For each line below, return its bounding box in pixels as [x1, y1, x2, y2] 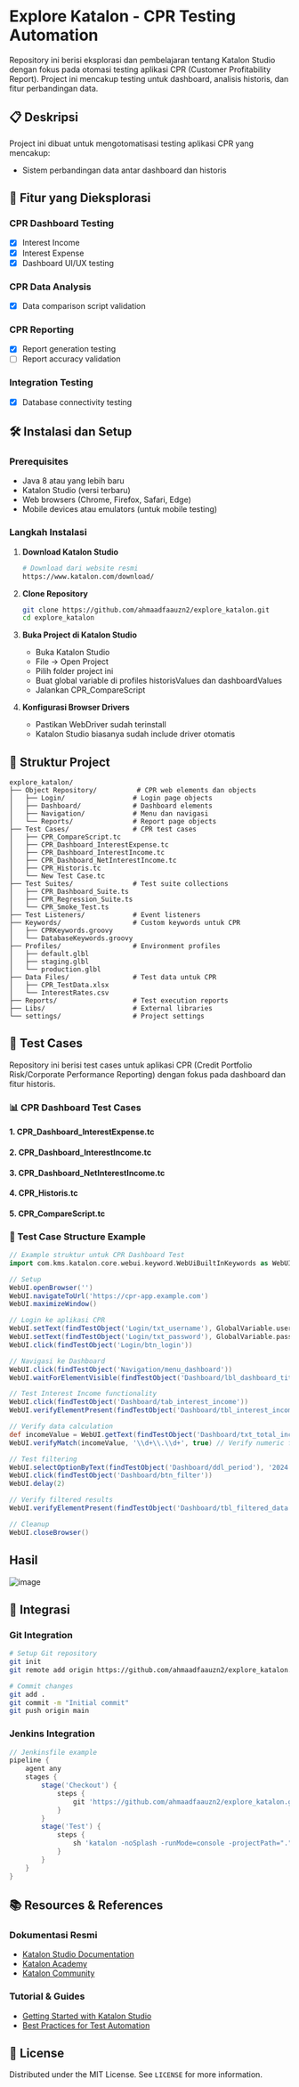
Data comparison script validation [21, 300, 146, 311]
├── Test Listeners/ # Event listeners [9, 911, 201, 920]
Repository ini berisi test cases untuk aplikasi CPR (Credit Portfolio [9, 1060, 253, 1070]
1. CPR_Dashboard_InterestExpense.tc [9, 1126, 155, 1137]
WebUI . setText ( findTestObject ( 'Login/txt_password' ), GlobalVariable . [9, 1333, 277, 1342]
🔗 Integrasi [9, 1602, 70, 1617]
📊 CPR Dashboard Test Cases [9, 1101, 141, 1114]
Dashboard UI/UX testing [21, 257, 114, 268]
